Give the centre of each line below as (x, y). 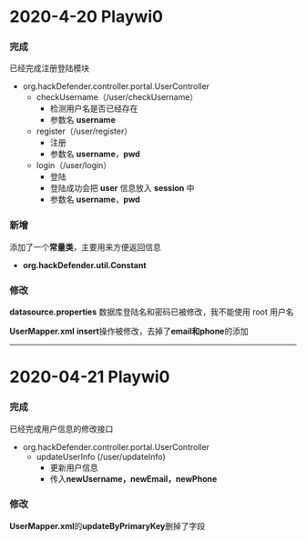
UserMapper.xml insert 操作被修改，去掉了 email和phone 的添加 (129, 331)
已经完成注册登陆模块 (49, 68)
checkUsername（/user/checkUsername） (117, 97)
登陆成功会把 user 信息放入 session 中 (122, 188)
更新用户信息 (74, 467)
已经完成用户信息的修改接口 (61, 428)
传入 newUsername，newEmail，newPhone (133, 478)
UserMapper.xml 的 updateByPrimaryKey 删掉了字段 (107, 525)
